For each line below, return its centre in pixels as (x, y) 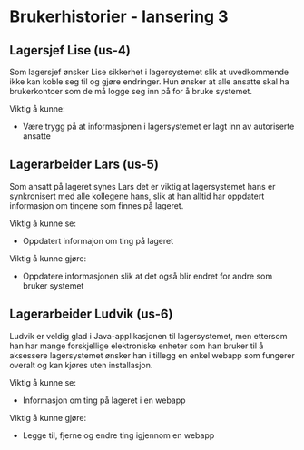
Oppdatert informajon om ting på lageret (98, 240)
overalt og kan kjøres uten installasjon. (81, 365)
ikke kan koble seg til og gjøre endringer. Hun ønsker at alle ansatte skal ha (149, 82)
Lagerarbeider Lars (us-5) (84, 165)
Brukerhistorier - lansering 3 (119, 17)
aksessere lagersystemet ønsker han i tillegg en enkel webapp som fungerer (152, 355)
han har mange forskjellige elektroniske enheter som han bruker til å (137, 346)
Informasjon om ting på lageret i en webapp (104, 400)
